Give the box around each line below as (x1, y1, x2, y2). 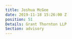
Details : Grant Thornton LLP (5, 21, 67, 27)
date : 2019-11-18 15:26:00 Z (5, 12, 67, 17)
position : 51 (5, 17, 33, 22)
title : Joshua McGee (5, 7, 49, 13)
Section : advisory (5, 26, 44, 31)
